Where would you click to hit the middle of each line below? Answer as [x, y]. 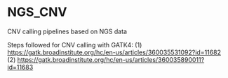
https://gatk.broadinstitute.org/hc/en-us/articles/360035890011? [111, 59]
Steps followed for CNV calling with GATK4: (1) [75, 45]
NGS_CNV [37, 12]
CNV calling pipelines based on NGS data [67, 31]
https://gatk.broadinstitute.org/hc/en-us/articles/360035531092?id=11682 [114, 52]
